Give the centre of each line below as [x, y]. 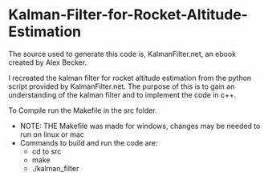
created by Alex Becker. [48, 62]
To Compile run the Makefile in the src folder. [83, 110]
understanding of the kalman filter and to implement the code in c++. [122, 94]
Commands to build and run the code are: [89, 142]
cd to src [47, 151]
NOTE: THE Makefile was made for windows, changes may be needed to [140, 126]
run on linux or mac [52, 134]
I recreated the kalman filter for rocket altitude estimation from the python [130, 78]
